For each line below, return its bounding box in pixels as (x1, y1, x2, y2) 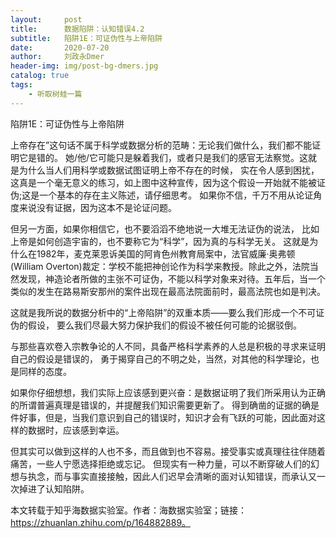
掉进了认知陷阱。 (18, 482, 90, 495)
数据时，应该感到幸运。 (27, 424, 125, 436)
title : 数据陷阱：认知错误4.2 (10, 24, 145, 34)
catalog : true (10, 71, 70, 81)
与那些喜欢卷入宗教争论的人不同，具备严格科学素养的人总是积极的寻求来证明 (10, 340, 326, 352)
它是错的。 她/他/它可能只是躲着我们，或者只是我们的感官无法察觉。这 (18, 151, 309, 163)
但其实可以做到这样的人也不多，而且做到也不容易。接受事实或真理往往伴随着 (10, 445, 326, 457)
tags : (10, 80, 33, 90)
